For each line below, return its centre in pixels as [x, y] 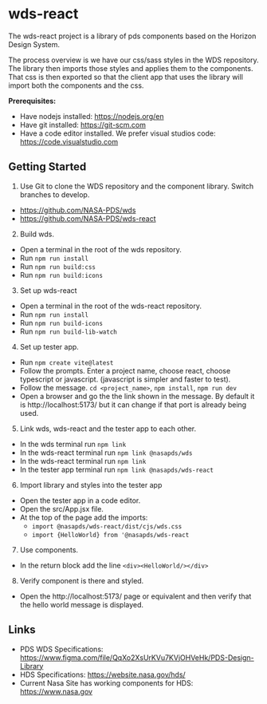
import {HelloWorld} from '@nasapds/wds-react [110, 535]
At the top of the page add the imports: [84, 517]
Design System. [34, 44]
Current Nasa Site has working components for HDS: [106, 682]
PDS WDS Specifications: [61, 649]
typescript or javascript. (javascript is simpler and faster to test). [125, 379]
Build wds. [37, 234]
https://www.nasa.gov [56, 691]
